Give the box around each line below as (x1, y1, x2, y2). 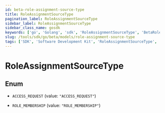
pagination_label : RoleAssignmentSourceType (5, 16, 98, 21)
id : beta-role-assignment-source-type (5, 7, 84, 12)
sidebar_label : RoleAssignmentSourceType (5, 21, 91, 26)
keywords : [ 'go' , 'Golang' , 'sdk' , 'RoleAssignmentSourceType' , (5, 30, 139, 35)
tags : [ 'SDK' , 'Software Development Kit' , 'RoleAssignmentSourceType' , (5, 39, 157, 44)
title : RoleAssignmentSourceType (5, 12, 74, 17)
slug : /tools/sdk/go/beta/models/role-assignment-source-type (5, 35, 135, 40)
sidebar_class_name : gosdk (5, 26, 60, 30)
